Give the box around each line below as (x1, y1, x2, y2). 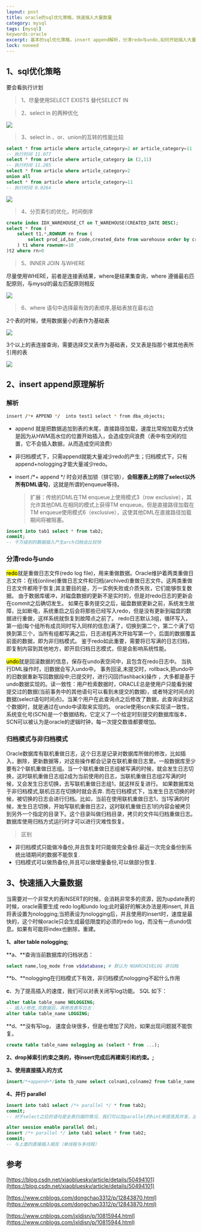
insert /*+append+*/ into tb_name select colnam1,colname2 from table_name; (6, 1079, 198, 1085)
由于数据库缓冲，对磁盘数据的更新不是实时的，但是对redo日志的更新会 (17, 592, 194, 600)
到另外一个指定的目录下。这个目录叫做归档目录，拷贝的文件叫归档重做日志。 (6, 810, 196, 817)
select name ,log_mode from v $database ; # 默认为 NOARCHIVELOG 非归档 (6, 963, 179, 969)
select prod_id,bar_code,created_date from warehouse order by (28, 237, 189, 243)
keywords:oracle (6, 31, 47, 37)
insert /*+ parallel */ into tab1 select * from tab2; (6, 1130, 147, 1136)
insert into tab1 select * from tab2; (6, 528, 103, 534)
